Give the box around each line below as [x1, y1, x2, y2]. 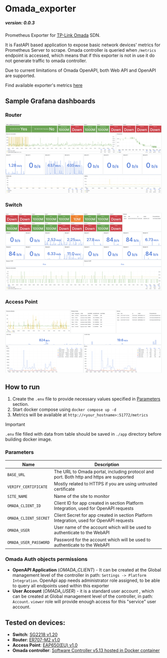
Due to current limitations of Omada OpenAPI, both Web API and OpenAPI [5, 68, 157, 74]
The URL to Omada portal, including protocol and [54, 469, 154, 474]
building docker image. [5, 436, 52, 442]
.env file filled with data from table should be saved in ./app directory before [5, 431, 162, 437]
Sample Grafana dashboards [5, 96, 95, 105]
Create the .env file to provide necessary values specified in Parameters [12, 396, 161, 402]
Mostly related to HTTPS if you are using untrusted [54, 481, 158, 487]
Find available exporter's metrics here [5, 83, 83, 89]
